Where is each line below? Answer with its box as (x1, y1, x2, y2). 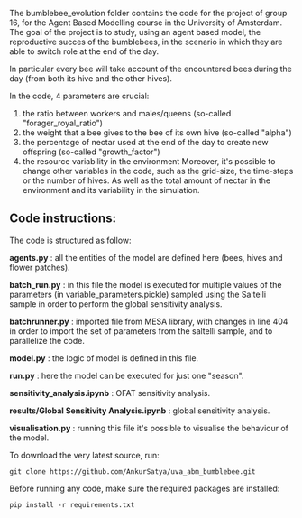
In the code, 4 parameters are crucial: (9, 90, 150, 101)
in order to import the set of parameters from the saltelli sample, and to (9, 325, 273, 337)
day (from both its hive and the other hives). (9, 73, 173, 84)
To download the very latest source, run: (9, 449, 160, 460)
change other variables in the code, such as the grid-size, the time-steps (22, 166, 294, 176)
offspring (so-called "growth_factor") (22, 146, 160, 157)
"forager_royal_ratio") (22, 117, 104, 128)
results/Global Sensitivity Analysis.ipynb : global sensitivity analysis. (9, 405, 270, 416)
